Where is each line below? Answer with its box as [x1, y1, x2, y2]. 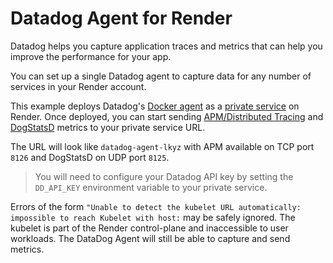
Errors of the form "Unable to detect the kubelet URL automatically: [10, 200, 302, 212]
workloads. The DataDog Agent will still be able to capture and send [10, 232, 291, 244]
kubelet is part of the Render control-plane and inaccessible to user [10, 222, 289, 234]
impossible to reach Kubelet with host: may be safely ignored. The [10, 211, 296, 223]
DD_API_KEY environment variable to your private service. [34, 181, 268, 193]
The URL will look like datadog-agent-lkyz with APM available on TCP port [10, 140, 315, 152]
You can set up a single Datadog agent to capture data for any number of [10, 70, 312, 82]
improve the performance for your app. [10, 50, 172, 62]
